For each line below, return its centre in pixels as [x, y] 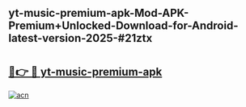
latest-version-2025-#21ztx [81, 38]
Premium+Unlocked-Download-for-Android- [123, 26]
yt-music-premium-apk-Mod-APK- [99, 13]
